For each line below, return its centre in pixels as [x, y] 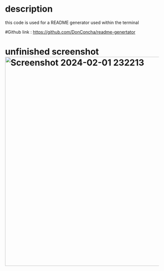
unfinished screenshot [52, 52]
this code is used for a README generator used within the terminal [72, 22]
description [29, 9]
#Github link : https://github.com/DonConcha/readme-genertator [70, 32]
